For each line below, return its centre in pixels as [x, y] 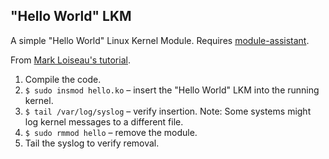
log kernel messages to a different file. [104, 121]
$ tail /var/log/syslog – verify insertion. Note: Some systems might [168, 111]
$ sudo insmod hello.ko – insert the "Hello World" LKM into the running [172, 90]
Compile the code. [63, 79]
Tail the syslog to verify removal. [92, 143]
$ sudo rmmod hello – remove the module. [111, 132]
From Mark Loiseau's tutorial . [70, 60]
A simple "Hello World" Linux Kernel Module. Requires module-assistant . [160, 40]
